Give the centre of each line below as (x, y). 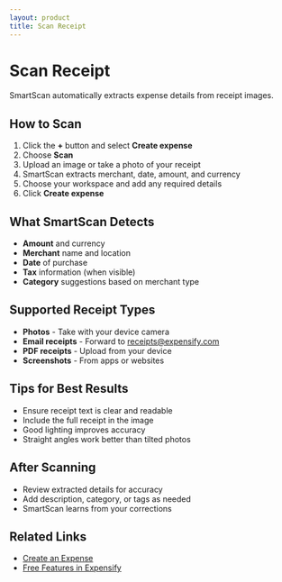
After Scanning (53, 468)
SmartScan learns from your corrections (97, 508)
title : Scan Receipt (48, 26)
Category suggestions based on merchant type (111, 282)
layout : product (40, 18)
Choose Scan (48, 155)
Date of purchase (55, 263)
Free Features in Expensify (72, 568)
